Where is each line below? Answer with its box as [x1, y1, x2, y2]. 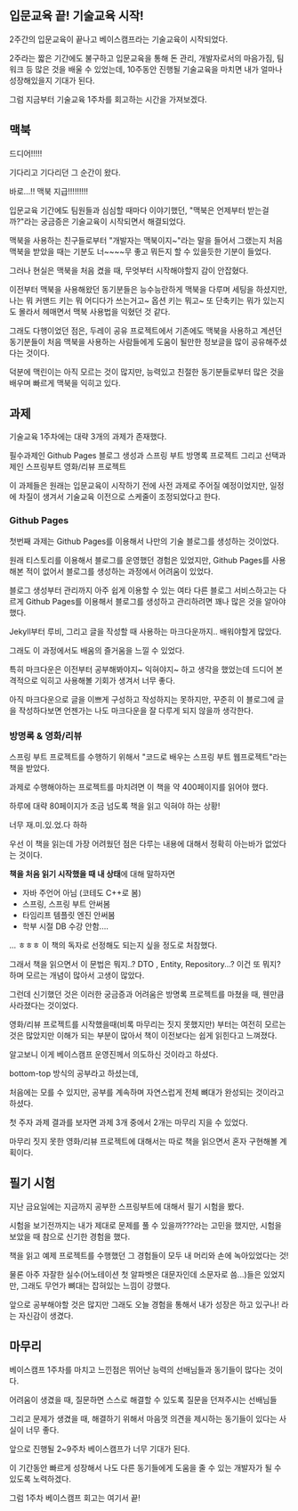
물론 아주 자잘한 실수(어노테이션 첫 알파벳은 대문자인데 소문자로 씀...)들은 [9, 1269, 262, 1279]
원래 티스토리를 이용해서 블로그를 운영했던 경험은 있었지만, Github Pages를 [9, 554, 270, 565]
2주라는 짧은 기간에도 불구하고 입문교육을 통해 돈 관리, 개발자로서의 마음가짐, [9, 53, 276, 63]
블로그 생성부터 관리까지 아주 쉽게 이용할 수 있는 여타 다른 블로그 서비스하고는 [9, 585, 278, 595]
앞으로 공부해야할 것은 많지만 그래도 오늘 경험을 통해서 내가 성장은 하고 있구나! [9, 1299, 280, 1310]
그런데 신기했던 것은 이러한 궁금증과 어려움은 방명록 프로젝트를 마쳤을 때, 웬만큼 [9, 989, 285, 1000]
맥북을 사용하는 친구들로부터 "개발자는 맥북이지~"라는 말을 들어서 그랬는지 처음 [9, 234, 283, 245]
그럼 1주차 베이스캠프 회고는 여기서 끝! [9, 1492, 141, 1503]
